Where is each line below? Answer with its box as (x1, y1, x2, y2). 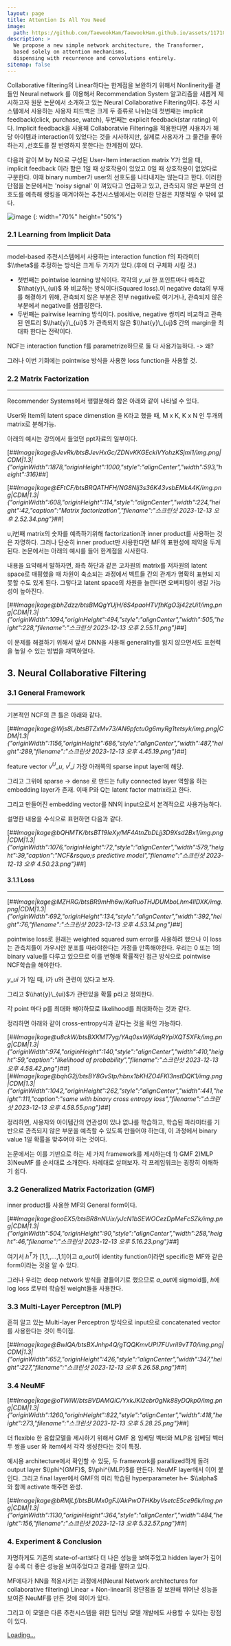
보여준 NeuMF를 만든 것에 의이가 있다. (7, 1594, 111, 1602)
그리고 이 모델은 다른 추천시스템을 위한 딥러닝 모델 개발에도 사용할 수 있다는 (7, 1608, 209, 1616)
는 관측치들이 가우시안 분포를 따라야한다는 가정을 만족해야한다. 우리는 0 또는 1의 (7, 943, 221, 952)
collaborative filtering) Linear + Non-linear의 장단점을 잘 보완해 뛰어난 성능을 (7, 1585, 218, 1593)
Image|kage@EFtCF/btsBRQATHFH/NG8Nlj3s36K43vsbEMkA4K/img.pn (16, 484, 222, 492)
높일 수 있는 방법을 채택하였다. (14, 647, 96, 655)
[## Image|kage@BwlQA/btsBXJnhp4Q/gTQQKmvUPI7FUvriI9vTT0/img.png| (7, 1341, 224, 1349)
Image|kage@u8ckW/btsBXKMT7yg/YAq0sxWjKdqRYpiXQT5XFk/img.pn (16, 1032, 223, 1041)
